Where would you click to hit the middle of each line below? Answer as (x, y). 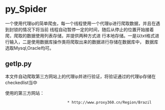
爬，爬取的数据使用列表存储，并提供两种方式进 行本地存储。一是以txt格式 (80, 36)
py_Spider (26, 9)
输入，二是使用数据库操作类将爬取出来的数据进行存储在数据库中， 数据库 (84, 42)
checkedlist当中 (21, 82)
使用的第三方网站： (25, 93)
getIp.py (19, 64)
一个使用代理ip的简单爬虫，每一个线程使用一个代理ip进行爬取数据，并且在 (81, 23)
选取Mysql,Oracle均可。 (29, 48)
